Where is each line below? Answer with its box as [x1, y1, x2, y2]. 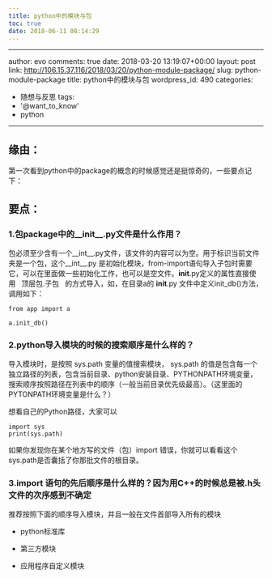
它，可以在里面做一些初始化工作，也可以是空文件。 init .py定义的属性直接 [8, 268, 249, 278]
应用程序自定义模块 [19, 561, 85, 571]
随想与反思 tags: [19, 92, 75, 102]
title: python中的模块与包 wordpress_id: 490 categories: [67, 74, 253, 85]
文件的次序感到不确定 [8, 490, 91, 501]
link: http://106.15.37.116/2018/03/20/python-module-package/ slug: [8, 66, 233, 75]
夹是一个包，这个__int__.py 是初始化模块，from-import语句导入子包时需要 [8, 258, 253, 268]
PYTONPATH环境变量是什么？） [8, 389, 116, 399]
